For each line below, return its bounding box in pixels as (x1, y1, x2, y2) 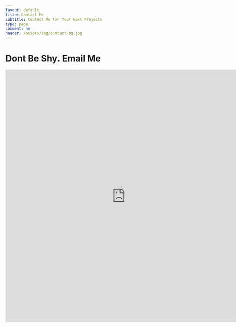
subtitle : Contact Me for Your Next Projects (5, 17, 102, 22)
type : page (5, 21, 28, 27)
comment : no (5, 26, 30, 31)
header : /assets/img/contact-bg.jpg (5, 31, 82, 36)
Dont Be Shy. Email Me (5, 53, 101, 64)
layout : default (5, 7, 39, 13)
